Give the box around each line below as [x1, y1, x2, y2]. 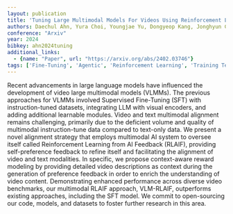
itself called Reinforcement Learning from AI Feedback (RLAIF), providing [7, 140, 216, 148]
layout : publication [7, 10, 67, 17]
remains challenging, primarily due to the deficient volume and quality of [7, 117, 214, 126]
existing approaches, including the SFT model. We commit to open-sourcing [7, 192, 225, 200]
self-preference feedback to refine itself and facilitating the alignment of [7, 147, 214, 156]
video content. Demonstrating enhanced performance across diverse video [7, 176, 223, 185]
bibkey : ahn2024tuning [7, 42, 73, 49]
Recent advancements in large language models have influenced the [7, 81, 203, 89]
